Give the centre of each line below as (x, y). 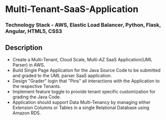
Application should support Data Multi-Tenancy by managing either (81, 102)
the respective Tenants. (37, 86)
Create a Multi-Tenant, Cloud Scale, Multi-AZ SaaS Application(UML (82, 59)
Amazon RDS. (26, 113)
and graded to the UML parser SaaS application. (62, 75)
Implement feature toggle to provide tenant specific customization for (84, 91)
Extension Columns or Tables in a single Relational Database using (81, 107)
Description (24, 47)
